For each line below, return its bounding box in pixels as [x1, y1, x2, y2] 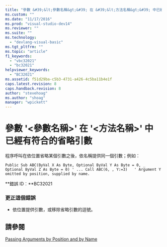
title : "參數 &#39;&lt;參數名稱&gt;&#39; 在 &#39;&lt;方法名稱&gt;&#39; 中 [5, 7, 157, 12]
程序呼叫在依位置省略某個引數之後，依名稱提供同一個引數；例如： [5, 153, 140, 159]
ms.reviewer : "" [5, 26, 39, 31]
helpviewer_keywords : [5, 68, 50, 73]
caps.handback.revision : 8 [5, 86, 61, 91]
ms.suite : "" [5, 30, 32, 35]
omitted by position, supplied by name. [5, 171, 90, 177]
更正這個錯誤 [5, 194, 36, 201]
